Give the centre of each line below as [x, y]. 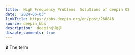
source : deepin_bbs [26, 24]
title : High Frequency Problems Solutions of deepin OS [67, 10]
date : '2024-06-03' [26, 14]
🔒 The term [17, 47]
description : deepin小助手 [34, 28]
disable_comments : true [30, 33]
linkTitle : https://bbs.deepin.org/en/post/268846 [60, 19]
